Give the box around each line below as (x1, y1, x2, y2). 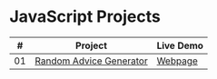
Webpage (156, 54, 198, 67)
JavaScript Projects (9, 6, 161, 27)
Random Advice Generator (35, 54, 148, 67)
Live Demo (156, 39, 204, 52)
